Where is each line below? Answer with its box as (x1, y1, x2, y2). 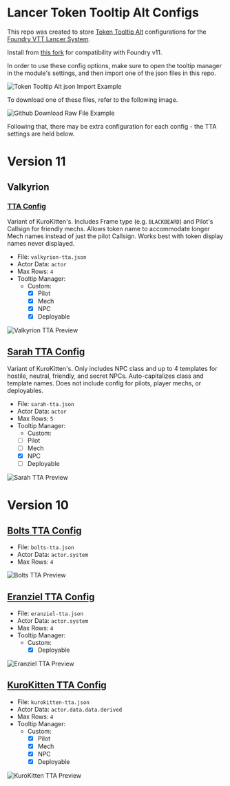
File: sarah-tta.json (17, 399, 74, 407)
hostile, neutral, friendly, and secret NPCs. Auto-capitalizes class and (7, 372, 205, 380)
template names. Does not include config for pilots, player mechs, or (7, 379, 202, 387)
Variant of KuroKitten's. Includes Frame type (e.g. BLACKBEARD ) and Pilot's (7, 217, 213, 225)
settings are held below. (7, 129, 75, 138)
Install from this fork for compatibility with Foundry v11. (7, 48, 163, 56)
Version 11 (7, 153, 66, 169)
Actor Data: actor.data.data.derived (17, 705, 123, 713)
